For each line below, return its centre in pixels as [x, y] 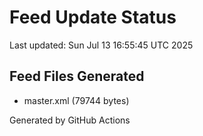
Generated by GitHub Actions [70, 120]
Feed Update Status [93, 17]
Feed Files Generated [77, 76]
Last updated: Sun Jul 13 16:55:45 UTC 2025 [101, 45]
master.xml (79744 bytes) [76, 100]
